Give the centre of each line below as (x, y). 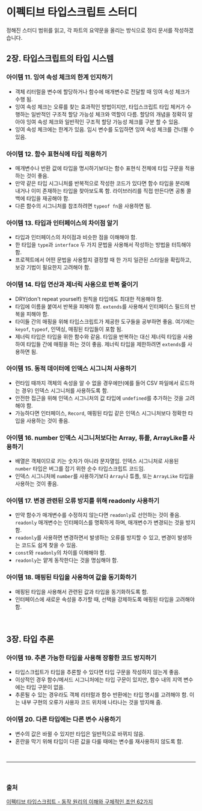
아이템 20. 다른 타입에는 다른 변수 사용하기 (64, 719)
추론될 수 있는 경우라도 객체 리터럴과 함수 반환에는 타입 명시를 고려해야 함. (101, 695)
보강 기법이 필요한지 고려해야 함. (53, 267)
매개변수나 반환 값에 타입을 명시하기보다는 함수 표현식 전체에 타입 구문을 (99, 168)
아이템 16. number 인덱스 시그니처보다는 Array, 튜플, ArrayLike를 (97, 438)
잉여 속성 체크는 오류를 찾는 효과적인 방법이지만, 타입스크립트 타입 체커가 (100, 107)
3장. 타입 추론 (30, 639)
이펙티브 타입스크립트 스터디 (72, 12)
